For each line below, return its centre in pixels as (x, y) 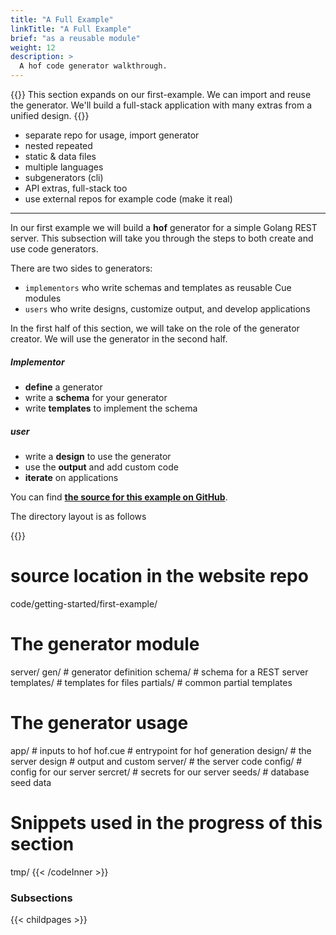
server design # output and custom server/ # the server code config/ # (156, 761)
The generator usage (99, 723)
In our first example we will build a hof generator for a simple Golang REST (164, 227)
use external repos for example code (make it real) (128, 199)
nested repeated (58, 145)
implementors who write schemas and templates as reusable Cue (158, 287)
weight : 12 (33, 47)
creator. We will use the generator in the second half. (119, 339)
